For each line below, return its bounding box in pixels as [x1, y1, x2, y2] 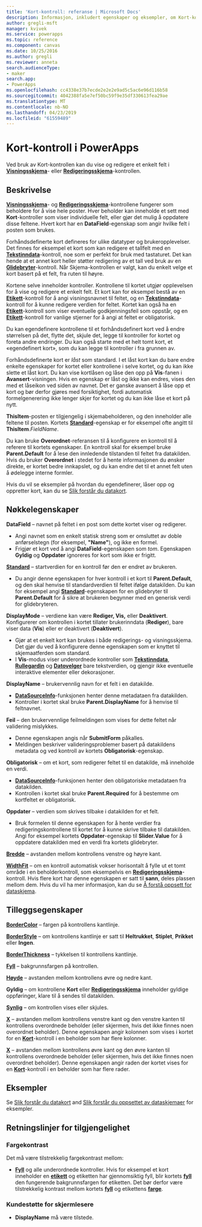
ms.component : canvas [6, 43, 61, 49]
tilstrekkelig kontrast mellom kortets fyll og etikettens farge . [14, 1185, 164, 1193]
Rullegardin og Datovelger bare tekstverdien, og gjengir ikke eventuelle [14, 662, 194, 669]
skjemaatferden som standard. [14, 649, 91, 656]
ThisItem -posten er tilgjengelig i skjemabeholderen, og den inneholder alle [6, 413, 192, 420]
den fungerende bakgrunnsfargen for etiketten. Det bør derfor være [14, 1179, 183, 1186]
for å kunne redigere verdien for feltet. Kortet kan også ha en [26, 301, 177, 308]
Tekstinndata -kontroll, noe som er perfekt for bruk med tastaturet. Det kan [6, 251, 192, 258]
